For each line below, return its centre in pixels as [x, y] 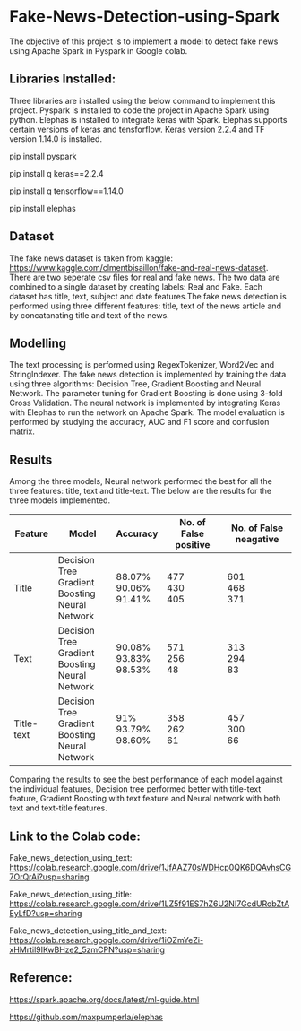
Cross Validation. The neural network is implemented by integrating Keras [145, 403]
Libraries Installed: [63, 79]
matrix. [22, 431]
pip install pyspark [43, 156]
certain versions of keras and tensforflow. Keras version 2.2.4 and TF [137, 129]
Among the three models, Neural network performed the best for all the [141, 481]
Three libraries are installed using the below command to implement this [142, 100]
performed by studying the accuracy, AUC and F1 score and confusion [139, 422]
